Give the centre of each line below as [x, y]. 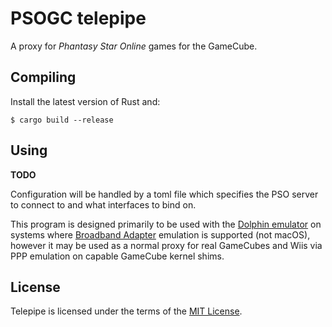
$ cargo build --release [62, 120]
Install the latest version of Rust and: [85, 101]
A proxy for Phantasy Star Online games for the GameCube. [134, 46]
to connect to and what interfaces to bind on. [103, 204]
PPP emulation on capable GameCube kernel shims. [117, 256]
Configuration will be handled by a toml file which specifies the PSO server [164, 194]
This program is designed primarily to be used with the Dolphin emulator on [166, 224]
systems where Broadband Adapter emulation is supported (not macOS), [160, 234]
